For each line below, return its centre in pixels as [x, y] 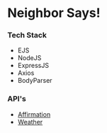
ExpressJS [33, 66]
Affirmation [34, 114]
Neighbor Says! [54, 13]
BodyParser [35, 81]
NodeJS [29, 58]
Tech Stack [27, 35]
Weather [30, 122]
